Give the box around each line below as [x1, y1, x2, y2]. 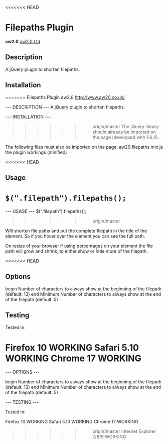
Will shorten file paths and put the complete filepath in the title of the [5, 228, 147, 234]
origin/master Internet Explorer [92, 428, 156, 434]
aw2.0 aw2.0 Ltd [5, 38, 41, 44]
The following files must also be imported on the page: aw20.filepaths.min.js [5, 144, 163, 150]
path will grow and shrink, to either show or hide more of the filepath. [5, 248, 148, 254]
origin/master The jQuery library [92, 123, 159, 130]
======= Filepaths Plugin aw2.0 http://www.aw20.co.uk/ [5, 94, 125, 100]
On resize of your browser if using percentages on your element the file [5, 243, 153, 249]
